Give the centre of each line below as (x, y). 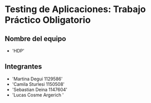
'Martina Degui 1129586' (37, 79)
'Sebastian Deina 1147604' (40, 89)
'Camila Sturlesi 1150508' (38, 84)
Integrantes (23, 67)
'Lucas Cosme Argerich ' (38, 95)
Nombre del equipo (35, 39)
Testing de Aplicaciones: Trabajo (75, 9)
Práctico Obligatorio (48, 20)
